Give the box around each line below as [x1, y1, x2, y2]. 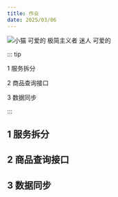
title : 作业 [7, 10, 39, 17]
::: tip [7, 49, 22, 58]
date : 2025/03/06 [7, 16, 57, 23]
